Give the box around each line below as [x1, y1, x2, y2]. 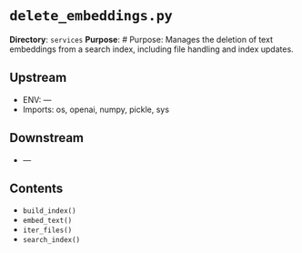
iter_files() [22, 226, 73, 235]
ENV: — [22, 94, 52, 105]
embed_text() [22, 217, 73, 226]
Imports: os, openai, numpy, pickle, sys [22, 104, 170, 115]
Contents [9, 180, 64, 196]
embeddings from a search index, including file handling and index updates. [9, 44, 294, 55]
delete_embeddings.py [9, 7, 173, 25]
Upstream [9, 70, 67, 86]
